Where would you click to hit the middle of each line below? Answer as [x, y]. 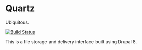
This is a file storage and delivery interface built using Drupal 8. [71, 42]
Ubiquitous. [17, 22]
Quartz [20, 9]
